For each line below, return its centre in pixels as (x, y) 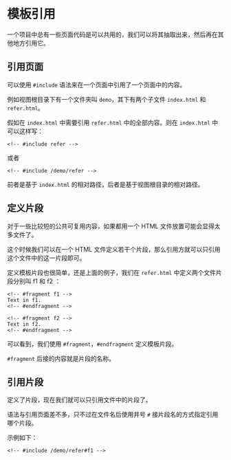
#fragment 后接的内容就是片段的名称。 (61, 358)
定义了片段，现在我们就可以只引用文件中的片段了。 (79, 400)
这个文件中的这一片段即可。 (46, 258)
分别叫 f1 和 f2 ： (37, 281)
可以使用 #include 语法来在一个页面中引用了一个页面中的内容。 (97, 85)
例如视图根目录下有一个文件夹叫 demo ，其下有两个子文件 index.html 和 (107, 99)
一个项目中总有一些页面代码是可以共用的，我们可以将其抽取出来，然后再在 (112, 34)
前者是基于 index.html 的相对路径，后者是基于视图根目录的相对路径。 (106, 184)
